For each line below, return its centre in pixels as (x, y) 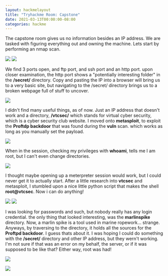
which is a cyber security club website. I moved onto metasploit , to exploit (83, 121)
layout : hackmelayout (28, 10)
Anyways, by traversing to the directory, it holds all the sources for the (78, 228)
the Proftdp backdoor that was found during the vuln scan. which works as (84, 126)
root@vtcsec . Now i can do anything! (45, 192)
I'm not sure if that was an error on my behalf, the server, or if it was (76, 244)
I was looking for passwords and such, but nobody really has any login (79, 212)
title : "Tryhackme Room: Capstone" (43, 15)
